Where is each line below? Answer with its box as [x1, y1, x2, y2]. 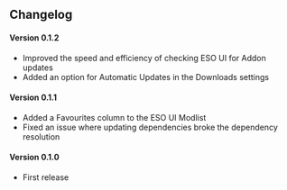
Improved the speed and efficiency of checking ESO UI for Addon [22, 52, 266, 63]
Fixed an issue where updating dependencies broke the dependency [22, 122, 278, 132]
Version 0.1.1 [9, 92, 57, 103]
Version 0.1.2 [9, 32, 60, 43]
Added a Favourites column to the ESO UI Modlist [22, 112, 207, 122]
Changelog [9, 7, 73, 23]
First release [22, 172, 69, 183]
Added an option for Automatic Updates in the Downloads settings [22, 71, 269, 82]
